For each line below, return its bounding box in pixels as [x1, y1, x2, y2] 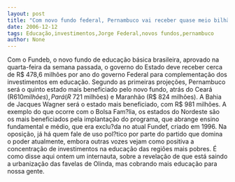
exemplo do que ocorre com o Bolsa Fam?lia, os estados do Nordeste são [7, 108, 220, 116]
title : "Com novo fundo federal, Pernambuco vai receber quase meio [7, 17, 211, 24]
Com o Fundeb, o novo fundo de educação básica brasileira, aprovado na [7, 55, 220, 64]
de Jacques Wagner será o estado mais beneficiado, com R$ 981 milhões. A [7, 100, 227, 108]
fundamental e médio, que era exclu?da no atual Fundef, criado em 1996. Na [7, 122, 227, 131]
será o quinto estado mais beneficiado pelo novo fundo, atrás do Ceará [7, 85, 213, 94]
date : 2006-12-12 [7, 23, 58, 30]
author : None [7, 36, 45, 43]
